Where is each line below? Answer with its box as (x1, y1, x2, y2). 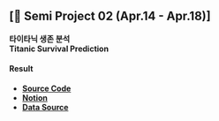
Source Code (21, 83, 72, 94)
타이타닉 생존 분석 (9, 33, 71, 44)
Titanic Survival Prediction (9, 43, 109, 54)
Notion (21, 93, 49, 103)
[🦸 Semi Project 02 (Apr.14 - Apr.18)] (9, 9, 211, 24)
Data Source (21, 102, 69, 113)
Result (9, 64, 34, 74)
